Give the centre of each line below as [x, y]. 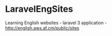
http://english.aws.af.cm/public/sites [42, 28]
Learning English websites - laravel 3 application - [56, 23]
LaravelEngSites [39, 9]
